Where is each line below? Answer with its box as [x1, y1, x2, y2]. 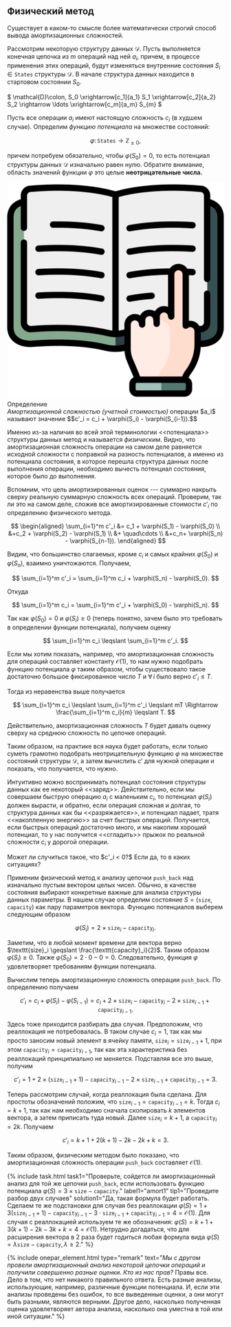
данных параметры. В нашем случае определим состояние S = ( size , [7, 895, 213, 904]
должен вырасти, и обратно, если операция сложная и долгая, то [7, 801, 201, 809]
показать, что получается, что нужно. [7, 764, 118, 773]
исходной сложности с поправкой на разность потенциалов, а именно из [7, 449, 224, 458]
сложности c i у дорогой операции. [7, 838, 109, 848]
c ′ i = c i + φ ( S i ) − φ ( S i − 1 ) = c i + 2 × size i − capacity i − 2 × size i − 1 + [19, 996, 210, 1006]
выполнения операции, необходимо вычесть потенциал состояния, [7, 465, 206, 473]
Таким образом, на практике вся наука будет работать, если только [7, 742, 208, 750]
